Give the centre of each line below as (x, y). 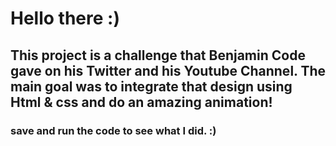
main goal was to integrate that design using (151, 86)
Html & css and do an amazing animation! (141, 102)
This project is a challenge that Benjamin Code (158, 55)
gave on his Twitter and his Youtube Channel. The (168, 70)
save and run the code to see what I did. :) (113, 130)
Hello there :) (65, 18)
